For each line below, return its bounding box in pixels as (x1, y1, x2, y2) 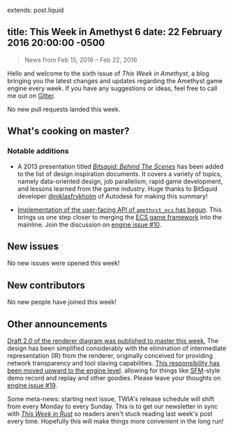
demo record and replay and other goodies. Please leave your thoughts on (7, 373, 221, 382)
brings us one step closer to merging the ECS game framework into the (17, 213, 222, 221)
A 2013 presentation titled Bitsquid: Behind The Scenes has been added (17, 162, 224, 171)
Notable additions (7, 146, 69, 156)
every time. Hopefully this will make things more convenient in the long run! (7, 417, 224, 425)
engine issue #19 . (7, 381, 58, 389)
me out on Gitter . (7, 91, 56, 100)
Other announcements (7, 318, 108, 330)
